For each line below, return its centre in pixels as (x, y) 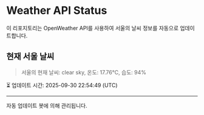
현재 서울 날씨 (30, 57)
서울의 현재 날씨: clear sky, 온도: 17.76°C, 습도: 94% (84, 72)
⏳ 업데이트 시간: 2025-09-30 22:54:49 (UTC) (62, 85)
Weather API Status (57, 11)
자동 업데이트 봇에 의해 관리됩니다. (47, 105)
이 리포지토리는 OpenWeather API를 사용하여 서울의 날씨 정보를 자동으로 (93, 28)
